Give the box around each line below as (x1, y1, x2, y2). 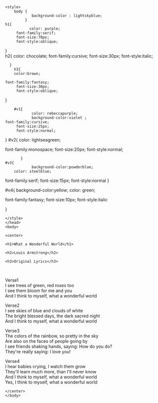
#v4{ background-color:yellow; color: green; (5, 187, 95, 193)
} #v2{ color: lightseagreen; (5, 137, 61, 143)
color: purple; (29, 26, 61, 31)
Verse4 (5, 358, 20, 364)
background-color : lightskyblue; (31, 13, 102, 18)
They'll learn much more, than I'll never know (5, 369, 97, 374)
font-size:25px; (16, 124, 50, 129)
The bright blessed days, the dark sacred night (5, 313, 100, 319)
